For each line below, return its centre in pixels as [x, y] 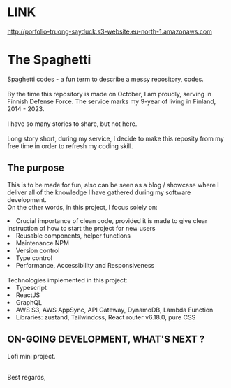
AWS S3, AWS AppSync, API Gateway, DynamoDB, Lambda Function [115, 310]
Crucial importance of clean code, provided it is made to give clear [112, 220]
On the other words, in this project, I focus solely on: [83, 207]
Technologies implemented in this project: [67, 280]
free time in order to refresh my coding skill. [70, 146]
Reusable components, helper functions [74, 236]
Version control [38, 250]
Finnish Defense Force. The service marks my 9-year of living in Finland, [112, 101]
